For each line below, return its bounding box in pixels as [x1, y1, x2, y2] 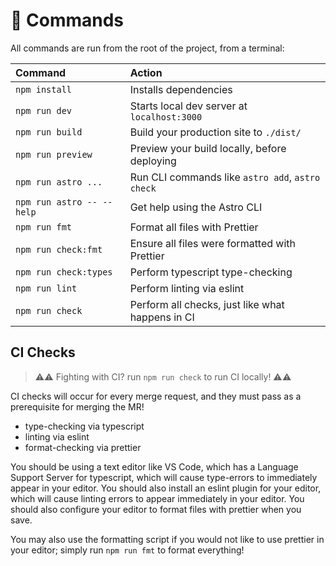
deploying [129, 154, 177, 168]
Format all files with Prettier [129, 220, 259, 234]
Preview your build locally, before [129, 141, 287, 155]
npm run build [15, 126, 83, 138]
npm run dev [15, 105, 73, 116]
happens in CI [129, 310, 195, 324]
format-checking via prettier [24, 441, 142, 453]
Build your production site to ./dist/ [129, 125, 302, 139]
